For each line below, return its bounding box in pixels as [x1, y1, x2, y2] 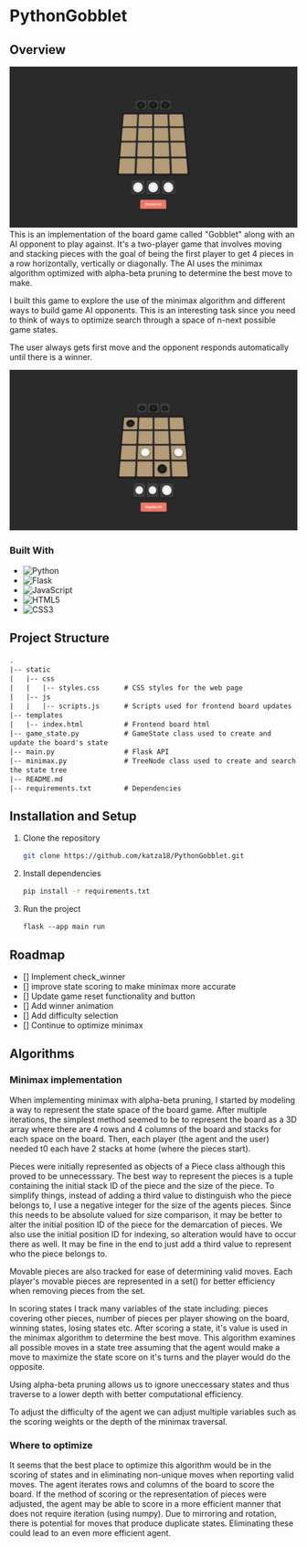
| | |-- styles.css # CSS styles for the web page [9, 683, 244, 693]
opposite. [9, 1361, 46, 1372]
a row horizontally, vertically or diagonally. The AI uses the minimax [9, 258, 263, 269]
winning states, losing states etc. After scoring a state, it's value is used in [9, 1322, 288, 1333]
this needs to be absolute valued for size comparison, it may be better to [9, 1209, 283, 1220]
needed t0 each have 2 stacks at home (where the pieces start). [9, 1143, 251, 1154]
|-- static [9, 664, 51, 674]
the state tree [9, 765, 68, 775]
